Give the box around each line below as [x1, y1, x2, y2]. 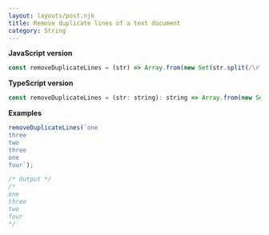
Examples [8, 109, 42, 118]
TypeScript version [8, 78, 74, 88]
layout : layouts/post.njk [8, 11, 94, 20]
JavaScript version [8, 49, 73, 58]
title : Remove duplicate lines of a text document [8, 19, 181, 27]
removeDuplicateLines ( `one [8, 124, 98, 132]
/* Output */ [8, 175, 52, 184]
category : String [8, 26, 66, 34]
